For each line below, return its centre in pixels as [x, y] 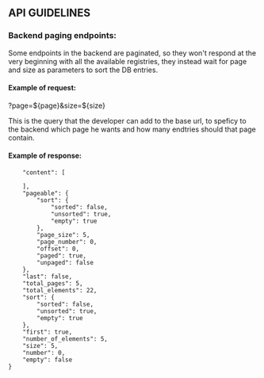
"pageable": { [46, 193]
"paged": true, [62, 256]
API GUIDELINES [50, 13]
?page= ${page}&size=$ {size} [57, 105]
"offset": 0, [58, 249]
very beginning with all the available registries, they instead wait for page [128, 61]
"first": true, [48, 332]
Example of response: [45, 156]
